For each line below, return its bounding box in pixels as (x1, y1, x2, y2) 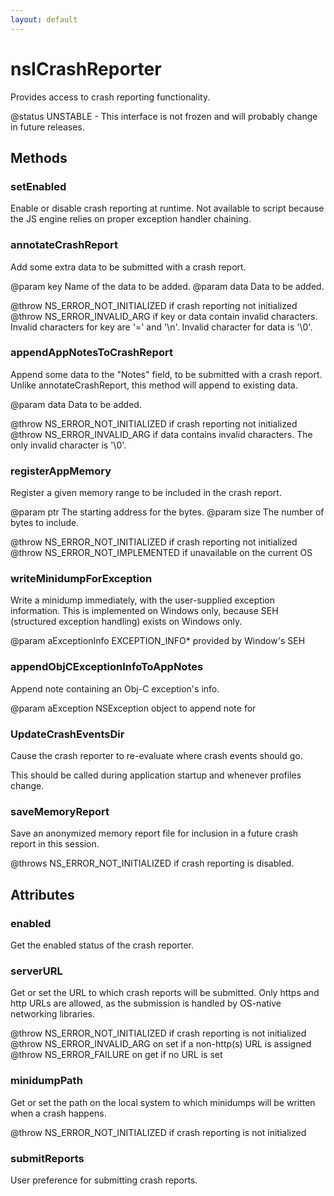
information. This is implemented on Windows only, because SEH (10, 605, 279, 617)
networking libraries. (10, 1008, 96, 1020)
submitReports (10, 1151, 85, 1165)
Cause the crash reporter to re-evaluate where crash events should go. (10, 750, 303, 762)
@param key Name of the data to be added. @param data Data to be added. (10, 280, 325, 292)
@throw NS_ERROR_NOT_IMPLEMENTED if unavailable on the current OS (10, 547, 313, 559)
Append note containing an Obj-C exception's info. (10, 682, 220, 695)
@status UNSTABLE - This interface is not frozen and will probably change (10, 110, 318, 122)
